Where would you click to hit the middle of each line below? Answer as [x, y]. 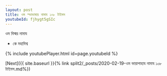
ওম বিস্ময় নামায [16, 34]
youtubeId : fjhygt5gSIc [30, 19]
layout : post [19, 10]
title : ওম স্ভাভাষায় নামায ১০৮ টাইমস [35, 15]
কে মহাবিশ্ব [20, 44]
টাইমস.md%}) [18, 69]
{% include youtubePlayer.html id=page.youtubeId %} [62, 54]
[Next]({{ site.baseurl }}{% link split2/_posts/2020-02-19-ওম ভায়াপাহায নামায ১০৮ [84, 63]
